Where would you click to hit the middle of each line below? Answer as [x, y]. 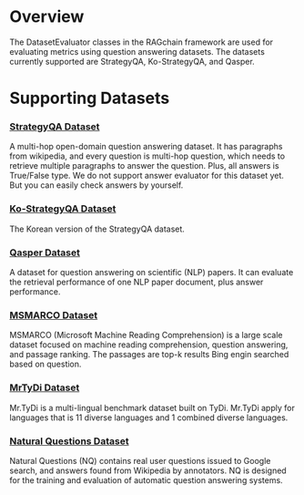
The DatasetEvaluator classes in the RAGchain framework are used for [142, 42]
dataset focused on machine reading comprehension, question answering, [149, 345]
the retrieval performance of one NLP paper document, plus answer [137, 282]
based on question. [46, 364]
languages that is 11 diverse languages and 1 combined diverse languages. [149, 418]
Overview [47, 17]
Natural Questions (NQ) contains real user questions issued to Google [140, 460]
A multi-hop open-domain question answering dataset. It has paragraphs [146, 147]
